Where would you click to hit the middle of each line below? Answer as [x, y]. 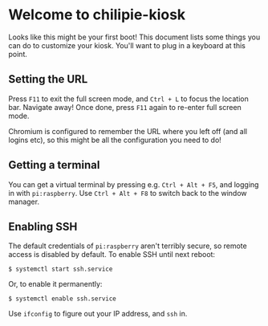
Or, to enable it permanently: [55, 284]
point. [18, 54]
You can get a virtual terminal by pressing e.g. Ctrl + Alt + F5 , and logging [134, 184]
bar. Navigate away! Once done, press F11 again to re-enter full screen [125, 107]
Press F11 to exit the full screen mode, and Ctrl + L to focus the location [128, 99]
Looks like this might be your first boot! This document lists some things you [134, 37]
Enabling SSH [43, 226]
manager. [24, 202]
